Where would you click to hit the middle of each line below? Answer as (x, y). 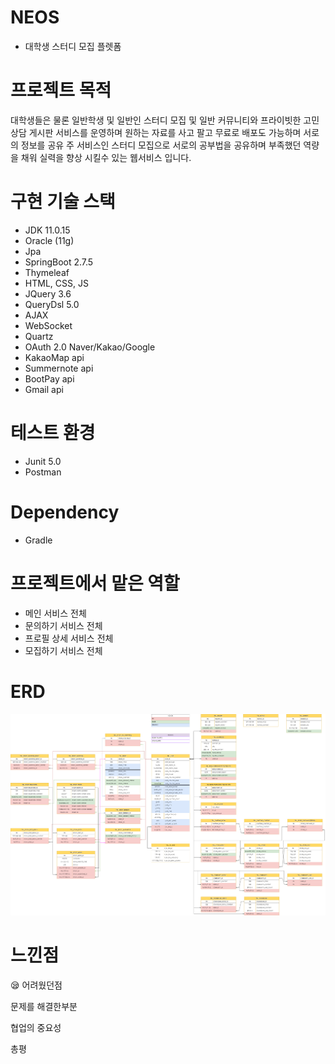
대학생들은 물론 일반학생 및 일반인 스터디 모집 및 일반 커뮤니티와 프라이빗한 (156, 120)
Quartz (39, 336)
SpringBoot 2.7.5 (59, 262)
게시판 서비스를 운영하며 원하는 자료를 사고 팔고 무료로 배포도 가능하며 (165, 132)
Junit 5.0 (43, 461)
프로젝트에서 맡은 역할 (95, 583)
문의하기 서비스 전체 (63, 625)
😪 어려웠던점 (36, 985)
